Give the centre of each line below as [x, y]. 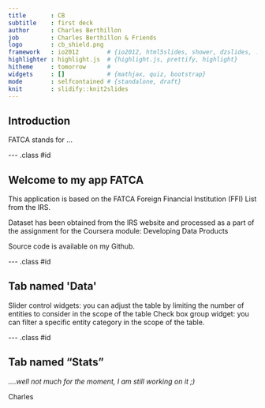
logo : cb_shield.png [56, 45]
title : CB [37, 15]
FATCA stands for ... [41, 140]
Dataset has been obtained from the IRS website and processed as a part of [131, 223]
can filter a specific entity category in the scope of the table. [106, 322]
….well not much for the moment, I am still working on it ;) [102, 381]
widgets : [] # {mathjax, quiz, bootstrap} [107, 74]
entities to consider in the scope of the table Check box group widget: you [129, 313]
